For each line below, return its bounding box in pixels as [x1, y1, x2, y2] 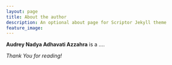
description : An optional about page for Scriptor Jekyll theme [6, 19, 167, 25]
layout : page [6, 8, 38, 15]
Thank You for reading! [6, 52, 62, 59]
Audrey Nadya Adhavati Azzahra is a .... [6, 41, 105, 48]
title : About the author [6, 14, 67, 20]
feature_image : [6, 25, 43, 31]
